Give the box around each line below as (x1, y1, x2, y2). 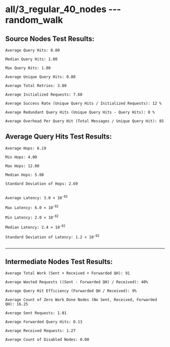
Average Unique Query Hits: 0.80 (5, 74, 76, 79)
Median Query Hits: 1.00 (5, 57, 58, 62)
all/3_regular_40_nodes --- (5, 4, 121, 15)
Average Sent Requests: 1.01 (5, 311, 67, 316)
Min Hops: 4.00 (5, 154, 37, 160)
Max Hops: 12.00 (5, 163, 39, 168)
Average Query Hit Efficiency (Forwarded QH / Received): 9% (5, 288, 137, 294)
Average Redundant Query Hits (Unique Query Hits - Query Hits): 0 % (5, 110, 155, 115)
